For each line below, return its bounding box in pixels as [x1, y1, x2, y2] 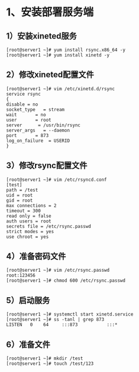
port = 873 [6, 132, 49, 138]
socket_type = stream [6, 106, 65, 113]
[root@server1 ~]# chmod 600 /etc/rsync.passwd [6, 278, 126, 284]
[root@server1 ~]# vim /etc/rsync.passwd [6, 268, 110, 274]
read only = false [6, 213, 51, 219]
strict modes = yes [6, 228, 54, 234]
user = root [6, 117, 51, 123]
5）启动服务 [6, 295, 50, 306]
